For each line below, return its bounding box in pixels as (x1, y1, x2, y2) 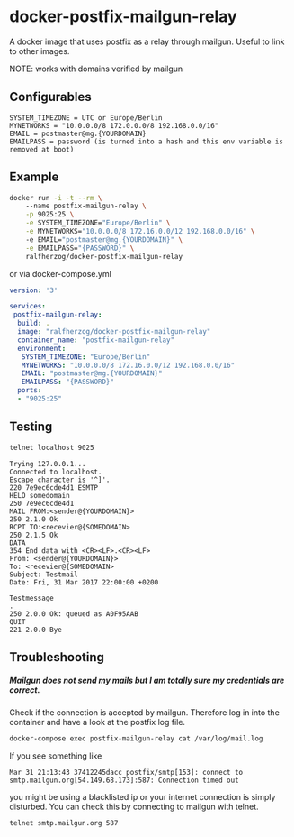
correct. (9, 684, 40, 695)
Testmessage (9, 593, 54, 602)
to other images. (9, 45, 70, 56)
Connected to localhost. (9, 467, 102, 476)
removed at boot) (9, 144, 75, 154)
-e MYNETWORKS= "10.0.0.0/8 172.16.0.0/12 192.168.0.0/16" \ (25, 227, 255, 236)
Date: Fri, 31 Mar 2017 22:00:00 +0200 (9, 577, 159, 587)
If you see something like (9, 750, 102, 761)
